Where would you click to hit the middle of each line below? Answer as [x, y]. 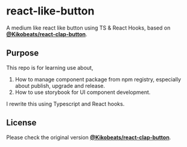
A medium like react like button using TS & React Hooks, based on [88, 28]
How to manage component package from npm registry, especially [98, 79]
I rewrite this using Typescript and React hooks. [65, 104]
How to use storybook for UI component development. [83, 92]
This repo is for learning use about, [50, 67]
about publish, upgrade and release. [60, 86]
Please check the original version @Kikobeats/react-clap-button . [89, 137]
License [21, 123]
